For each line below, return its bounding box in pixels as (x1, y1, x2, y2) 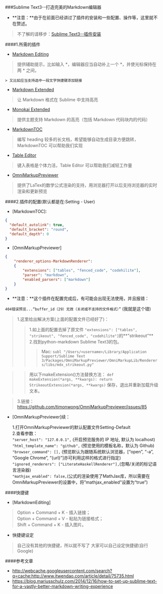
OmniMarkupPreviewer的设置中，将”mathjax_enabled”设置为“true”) (12, 479, 148, 485)
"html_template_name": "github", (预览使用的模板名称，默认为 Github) (12, 443, 155, 448)
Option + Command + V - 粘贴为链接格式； (17, 516, 103, 522)
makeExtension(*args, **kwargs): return (29, 377, 113, 382)
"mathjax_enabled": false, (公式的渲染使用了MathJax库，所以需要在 (12, 473, 150, 479)
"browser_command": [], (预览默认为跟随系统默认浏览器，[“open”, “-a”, (12, 449, 154, 455)
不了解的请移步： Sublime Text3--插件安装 (17, 31, 102, 37)
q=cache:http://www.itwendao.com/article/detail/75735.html (12, 573, 134, 579)
